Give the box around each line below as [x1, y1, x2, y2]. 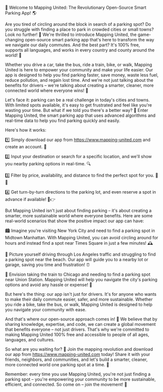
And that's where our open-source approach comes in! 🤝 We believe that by [5, 316, 158, 322]
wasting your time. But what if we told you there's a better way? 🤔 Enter [5, 107, 148, 113]
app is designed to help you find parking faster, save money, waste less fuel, [5, 72, 159, 78]
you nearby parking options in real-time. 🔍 [5, 161, 91, 166]
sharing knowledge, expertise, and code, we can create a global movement [5, 321, 156, 327]
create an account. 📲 [5, 144, 47, 149]
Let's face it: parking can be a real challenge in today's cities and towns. [5, 97, 150, 103]
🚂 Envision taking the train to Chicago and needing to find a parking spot [5, 271, 151, 277]
